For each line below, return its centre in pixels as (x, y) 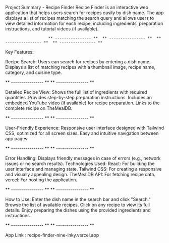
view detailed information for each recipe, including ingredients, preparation (84, 23)
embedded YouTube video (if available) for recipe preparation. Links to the (82, 103)
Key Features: (19, 52)
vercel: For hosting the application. (41, 180)
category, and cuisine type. (34, 72)
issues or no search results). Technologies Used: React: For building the (80, 164)
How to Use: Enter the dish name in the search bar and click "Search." (78, 199)
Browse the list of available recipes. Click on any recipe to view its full (78, 205)
